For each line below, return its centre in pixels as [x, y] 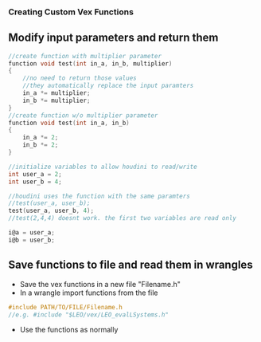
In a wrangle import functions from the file [89, 293]
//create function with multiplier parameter [85, 56]
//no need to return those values [80, 78]
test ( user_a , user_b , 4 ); [51, 211]
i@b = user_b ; [32, 240]
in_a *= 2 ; [41, 138]
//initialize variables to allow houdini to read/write [103, 167]
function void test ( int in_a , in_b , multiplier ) [90, 63]
